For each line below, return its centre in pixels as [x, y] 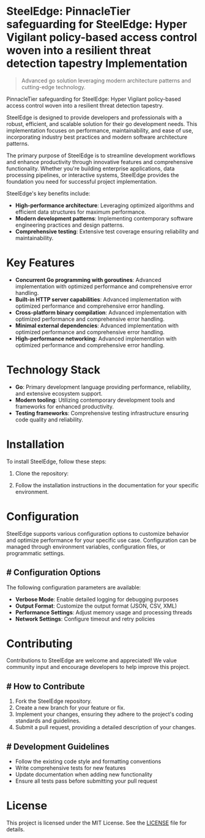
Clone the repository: [42, 473]
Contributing [39, 644]
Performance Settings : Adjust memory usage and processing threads [104, 612]
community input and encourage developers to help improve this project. [98, 667]
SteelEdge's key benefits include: [48, 193]
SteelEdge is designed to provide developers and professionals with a [94, 117]
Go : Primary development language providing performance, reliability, [103, 387]
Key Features [41, 263]
